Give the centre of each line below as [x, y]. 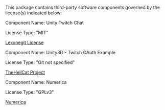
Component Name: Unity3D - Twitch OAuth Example [61, 52]
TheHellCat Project [25, 72]
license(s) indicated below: [34, 13]
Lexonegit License [25, 42]
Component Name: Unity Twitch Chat [45, 23]
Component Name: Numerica [36, 82]
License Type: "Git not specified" [40, 62]
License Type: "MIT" [27, 32]
